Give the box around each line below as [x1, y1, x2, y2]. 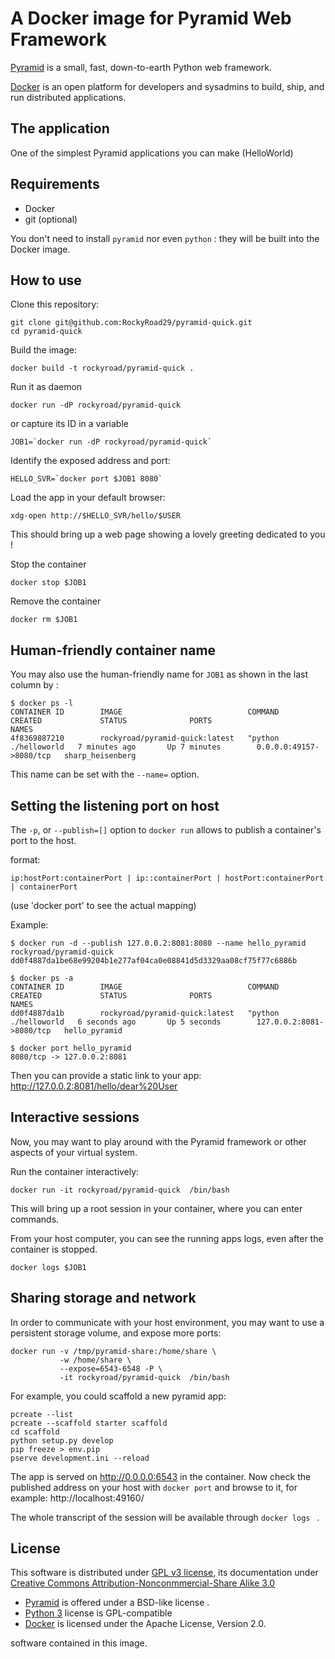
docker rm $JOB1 [10, 615, 78, 625]
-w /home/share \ [59, 1355, 132, 1365]
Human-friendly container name [10, 642, 217, 659]
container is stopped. [10, 1243, 98, 1255]
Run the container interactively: [10, 1165, 140, 1177]
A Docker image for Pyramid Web [10, 7, 292, 30]
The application [10, 120, 110, 137]
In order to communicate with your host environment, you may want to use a [10, 1316, 325, 1328]
